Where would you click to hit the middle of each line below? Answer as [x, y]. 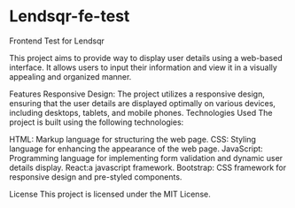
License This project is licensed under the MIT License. [110, 194]
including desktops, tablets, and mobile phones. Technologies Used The [141, 112]
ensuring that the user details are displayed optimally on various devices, [143, 103]
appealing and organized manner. [70, 76]
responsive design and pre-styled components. [96, 177]
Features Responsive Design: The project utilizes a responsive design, [137, 94]
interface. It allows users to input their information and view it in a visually [143, 67]
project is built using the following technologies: [97, 122]
